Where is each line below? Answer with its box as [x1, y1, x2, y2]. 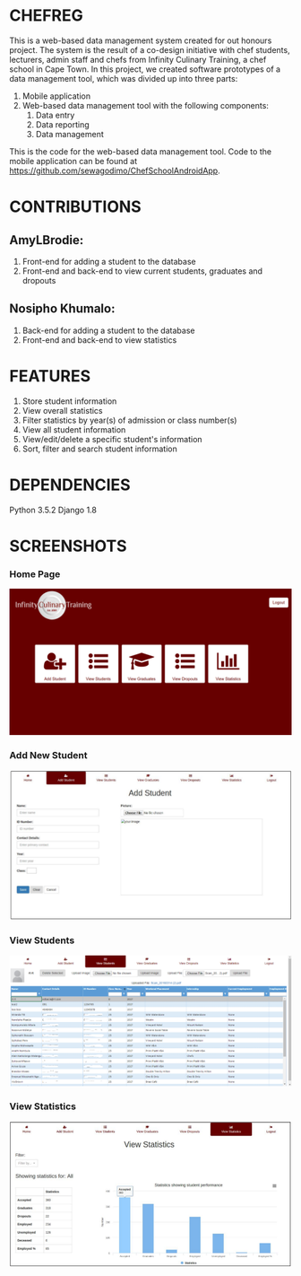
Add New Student [9, 748, 88, 761]
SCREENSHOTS [9, 536, 127, 556]
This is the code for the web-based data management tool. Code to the [9, 145, 271, 157]
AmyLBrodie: [9, 232, 84, 248]
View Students [9, 934, 75, 947]
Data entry [35, 109, 75, 120]
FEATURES [9, 365, 91, 386]
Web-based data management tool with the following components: [21, 100, 269, 110]
